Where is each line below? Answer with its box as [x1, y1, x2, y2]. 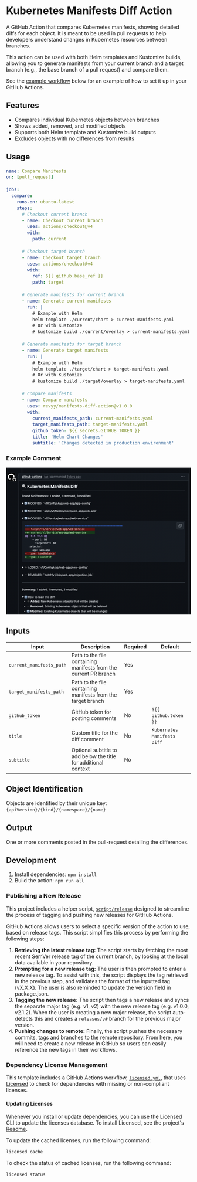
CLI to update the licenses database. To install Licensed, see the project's [6, 1119, 185, 1126]
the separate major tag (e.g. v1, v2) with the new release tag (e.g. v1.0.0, [14, 1003, 189, 1010]
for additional [71, 759, 104, 766]
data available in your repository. [14, 959, 94, 966]
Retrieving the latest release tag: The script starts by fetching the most [14, 946, 188, 953]
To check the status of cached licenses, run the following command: [6, 1160, 172, 1167]
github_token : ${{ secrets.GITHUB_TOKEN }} [32, 428, 141, 434]
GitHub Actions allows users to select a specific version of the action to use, [6, 922, 191, 930]
